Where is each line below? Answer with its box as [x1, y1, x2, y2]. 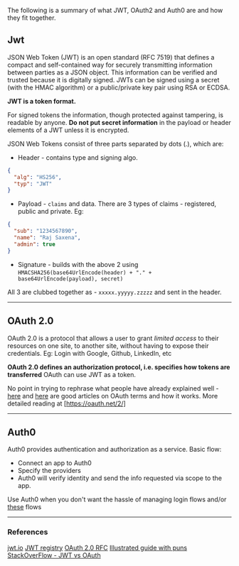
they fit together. [7, 13, 56, 22]
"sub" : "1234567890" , [14, 227, 78, 235]
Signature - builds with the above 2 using [17, 260, 139, 268]
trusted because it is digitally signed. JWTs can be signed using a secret [7, 75, 220, 84]
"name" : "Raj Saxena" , [14, 234, 81, 241]
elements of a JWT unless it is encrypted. [7, 126, 129, 134]
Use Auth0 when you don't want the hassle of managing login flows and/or [7, 495, 227, 504]
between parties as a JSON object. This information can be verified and [7, 67, 218, 77]
